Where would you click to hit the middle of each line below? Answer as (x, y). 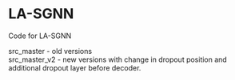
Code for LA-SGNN (40, 36)
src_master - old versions (50, 51)
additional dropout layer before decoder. (75, 67)
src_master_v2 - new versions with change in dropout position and (118, 59)
